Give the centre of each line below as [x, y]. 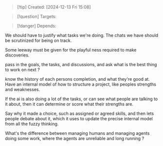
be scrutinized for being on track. [38, 40]
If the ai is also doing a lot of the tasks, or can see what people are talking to [81, 99]
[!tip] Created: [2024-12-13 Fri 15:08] [54, 7]
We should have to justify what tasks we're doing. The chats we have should [82, 35]
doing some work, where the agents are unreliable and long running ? [75, 138]
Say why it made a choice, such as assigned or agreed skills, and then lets [80, 113]
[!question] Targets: [37, 16]
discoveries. [17, 55]
